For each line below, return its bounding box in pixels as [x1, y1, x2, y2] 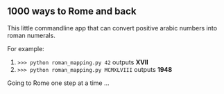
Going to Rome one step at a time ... [7, 79, 110, 87]
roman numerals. [7, 31, 55, 39]
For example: [7, 44, 45, 53]
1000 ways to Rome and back [7, 6, 137, 17]
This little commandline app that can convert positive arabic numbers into [7, 23, 217, 32]
